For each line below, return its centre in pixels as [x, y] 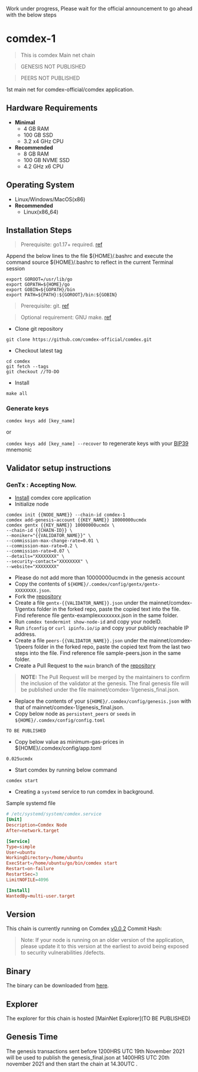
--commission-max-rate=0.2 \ [42, 546]
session [16, 269]
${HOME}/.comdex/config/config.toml [60, 721]
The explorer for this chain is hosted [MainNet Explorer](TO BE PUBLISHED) [98, 1018]
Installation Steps [39, 230]
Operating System [40, 185]
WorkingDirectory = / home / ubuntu [45, 858]
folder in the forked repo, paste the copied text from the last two [113, 647]
